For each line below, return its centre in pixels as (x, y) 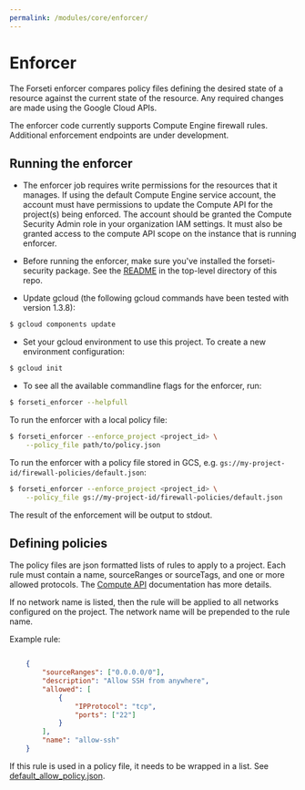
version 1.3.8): (49, 308)
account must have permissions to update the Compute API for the (147, 205)
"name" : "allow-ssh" (81, 740)
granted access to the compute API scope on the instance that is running (159, 234)
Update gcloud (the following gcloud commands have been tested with (156, 298)
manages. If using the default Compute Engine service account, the (149, 195)
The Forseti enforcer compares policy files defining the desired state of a (147, 88)
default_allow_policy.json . (57, 775)
